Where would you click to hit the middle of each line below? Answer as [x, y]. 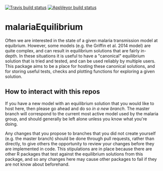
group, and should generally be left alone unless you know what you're [76, 119]
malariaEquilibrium [44, 27]
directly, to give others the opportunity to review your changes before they [80, 143]
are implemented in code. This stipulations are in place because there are [79, 149]
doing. [11, 124]
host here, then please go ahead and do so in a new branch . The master [77, 109]
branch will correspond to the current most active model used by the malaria [82, 113]
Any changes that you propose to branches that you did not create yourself [80, 133]
